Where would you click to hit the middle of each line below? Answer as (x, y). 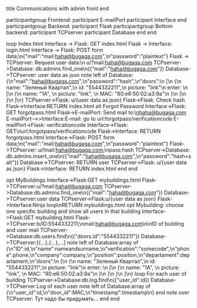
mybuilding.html (55, 217)
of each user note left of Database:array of (99, 286)
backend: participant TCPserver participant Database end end (81, 32)
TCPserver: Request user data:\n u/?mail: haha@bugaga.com (79, 62)
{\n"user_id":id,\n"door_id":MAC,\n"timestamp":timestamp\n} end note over (98, 292)
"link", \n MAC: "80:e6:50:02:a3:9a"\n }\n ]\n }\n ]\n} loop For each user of (96, 274)
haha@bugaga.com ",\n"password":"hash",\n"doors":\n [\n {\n (106, 81)
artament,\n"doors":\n (33, 261)
